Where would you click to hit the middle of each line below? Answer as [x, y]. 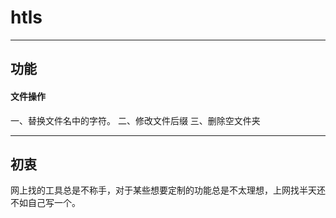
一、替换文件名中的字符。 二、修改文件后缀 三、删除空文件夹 [135, 120]
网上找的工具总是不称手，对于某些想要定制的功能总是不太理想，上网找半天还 [168, 190]
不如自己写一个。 [45, 203]
